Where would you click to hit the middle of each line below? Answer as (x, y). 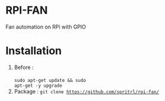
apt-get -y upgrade (38, 86)
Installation (34, 51)
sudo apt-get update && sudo (50, 80)
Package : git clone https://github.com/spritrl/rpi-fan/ (86, 91)
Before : (24, 67)
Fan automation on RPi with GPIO (46, 27)
